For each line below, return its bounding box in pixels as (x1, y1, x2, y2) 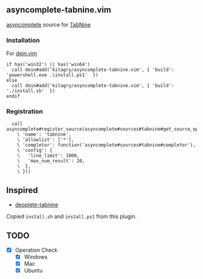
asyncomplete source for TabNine (6, 21, 91, 28)
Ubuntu (24, 267, 43, 274)
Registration (6, 107, 43, 116)
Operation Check (14, 246, 58, 254)
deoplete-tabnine (14, 201, 59, 208)
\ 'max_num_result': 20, (17, 158, 85, 164)
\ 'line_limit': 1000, (17, 153, 80, 159)
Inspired (6, 185, 38, 195)
